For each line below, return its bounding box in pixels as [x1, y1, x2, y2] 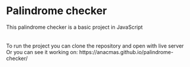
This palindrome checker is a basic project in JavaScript [6, 24, 143, 31]
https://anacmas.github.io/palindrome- [79, 48, 173, 55]
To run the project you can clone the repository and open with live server [6, 42, 184, 49]
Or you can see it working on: [6, 48, 78, 55]
